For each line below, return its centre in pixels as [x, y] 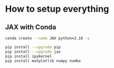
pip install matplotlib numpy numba [43, 61]
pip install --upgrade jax [33, 52]
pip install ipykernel [28, 56]
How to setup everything [57, 9]
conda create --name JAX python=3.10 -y [48, 38]
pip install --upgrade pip [33, 47]
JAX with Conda [31, 27]
